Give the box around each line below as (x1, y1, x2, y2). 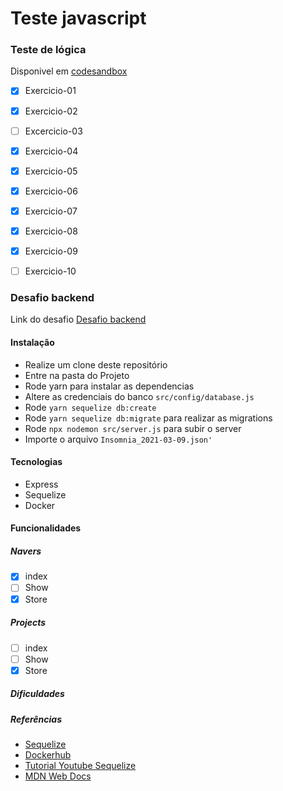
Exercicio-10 (24, 265, 77, 277)
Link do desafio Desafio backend (10, 313, 147, 326)
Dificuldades (10, 688, 65, 700)
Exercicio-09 (24, 245, 78, 257)
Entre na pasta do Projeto (24, 369, 130, 381)
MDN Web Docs (24, 770, 92, 782)
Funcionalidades (10, 522, 82, 534)
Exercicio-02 (24, 105, 78, 117)
